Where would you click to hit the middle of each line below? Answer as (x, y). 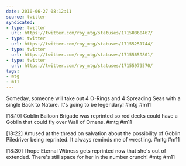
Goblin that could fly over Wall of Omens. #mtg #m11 (69, 122)
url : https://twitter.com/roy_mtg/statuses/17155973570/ (82, 66)
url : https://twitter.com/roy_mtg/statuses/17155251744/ (82, 44)
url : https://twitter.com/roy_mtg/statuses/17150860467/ (82, 33)
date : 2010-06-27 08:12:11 (39, 11)
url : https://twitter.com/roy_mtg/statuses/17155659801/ (82, 55)
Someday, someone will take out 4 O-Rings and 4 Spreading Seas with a (93, 98)
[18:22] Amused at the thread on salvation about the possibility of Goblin (93, 133)
